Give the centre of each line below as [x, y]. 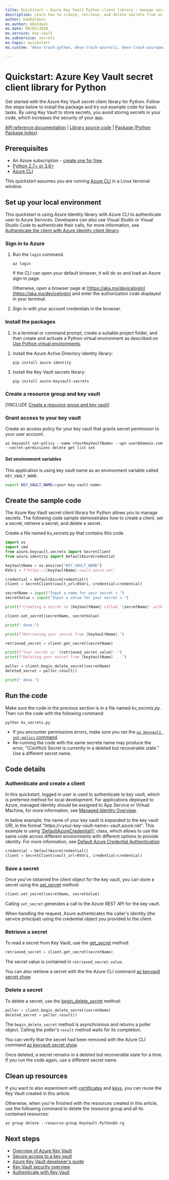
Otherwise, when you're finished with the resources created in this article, [81, 1103]
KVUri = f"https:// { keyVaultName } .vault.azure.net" [60, 570]
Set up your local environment [53, 202]
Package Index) [21, 133]
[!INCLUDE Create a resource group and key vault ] [57, 405]
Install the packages [30, 322]
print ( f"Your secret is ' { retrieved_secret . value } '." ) [64, 653]
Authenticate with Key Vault [41, 1172]
